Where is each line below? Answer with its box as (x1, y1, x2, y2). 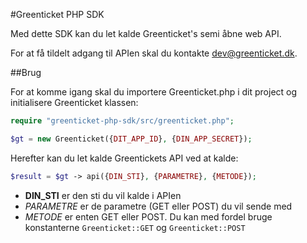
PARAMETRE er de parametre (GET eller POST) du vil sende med (24, 200, 293, 212)
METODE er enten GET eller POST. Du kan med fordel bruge (24, 210, 273, 223)
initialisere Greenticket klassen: (10, 97, 139, 108)
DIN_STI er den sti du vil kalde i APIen (24, 189, 182, 201)
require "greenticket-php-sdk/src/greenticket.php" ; (10, 116, 235, 126)
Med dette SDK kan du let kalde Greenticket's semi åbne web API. (10, 28, 282, 39)
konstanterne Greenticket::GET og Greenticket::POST (24, 221, 246, 233)
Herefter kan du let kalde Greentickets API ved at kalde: (10, 152, 239, 164)
